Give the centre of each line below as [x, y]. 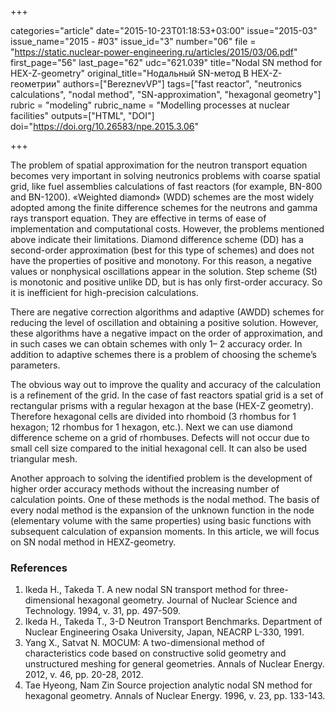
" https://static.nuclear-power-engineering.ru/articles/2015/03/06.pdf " [154, 52]
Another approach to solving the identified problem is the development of [161, 478]
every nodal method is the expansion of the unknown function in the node [162, 510]
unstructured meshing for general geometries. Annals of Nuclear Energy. [174, 664]
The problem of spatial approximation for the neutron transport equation [159, 165]
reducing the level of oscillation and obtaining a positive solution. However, [164, 322]
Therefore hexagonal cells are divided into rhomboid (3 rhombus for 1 [153, 416]
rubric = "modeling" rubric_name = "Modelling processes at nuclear [150, 105]
